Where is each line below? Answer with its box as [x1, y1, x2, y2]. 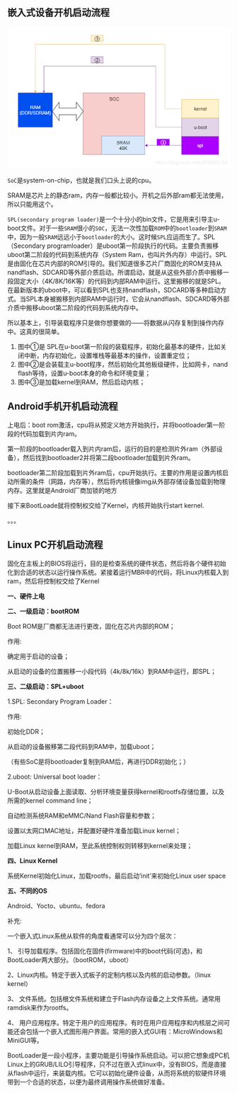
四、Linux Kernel [7, 856, 58, 865]
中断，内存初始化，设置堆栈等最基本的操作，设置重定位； [23, 351, 192, 360]
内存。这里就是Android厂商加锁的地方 [7, 486, 117, 494]
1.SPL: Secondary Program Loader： [7, 697, 114, 706]
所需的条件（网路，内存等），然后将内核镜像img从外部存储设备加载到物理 [13, 477, 226, 486]
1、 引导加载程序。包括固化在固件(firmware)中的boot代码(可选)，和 [7, 946, 203, 955]
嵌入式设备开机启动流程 [7, 6, 110, 19]
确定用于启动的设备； [7, 652, 69, 660]
